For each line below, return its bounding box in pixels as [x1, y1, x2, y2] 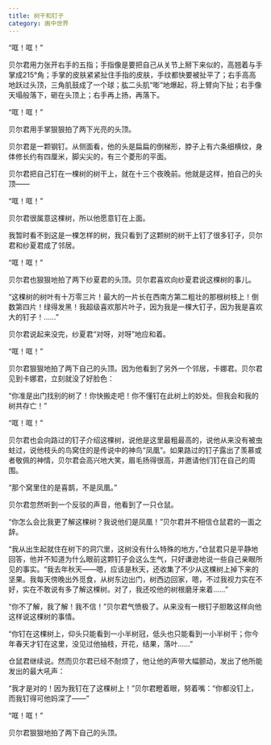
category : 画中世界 [8, 19, 69, 27]
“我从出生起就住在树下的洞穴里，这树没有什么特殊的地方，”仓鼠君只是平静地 [8, 544, 259, 554]
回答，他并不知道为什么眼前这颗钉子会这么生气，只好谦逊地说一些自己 [8, 554, 242, 563]
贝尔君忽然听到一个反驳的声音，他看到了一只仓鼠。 [8, 500, 178, 509]
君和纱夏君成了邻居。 [8, 240, 79, 250]
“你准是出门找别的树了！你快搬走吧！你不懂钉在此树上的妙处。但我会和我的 [8, 391, 260, 400]
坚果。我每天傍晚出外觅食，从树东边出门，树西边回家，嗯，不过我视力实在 [8, 574, 256, 584]
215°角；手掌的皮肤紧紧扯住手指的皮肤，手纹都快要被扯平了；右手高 [22, 69, 249, 79]
